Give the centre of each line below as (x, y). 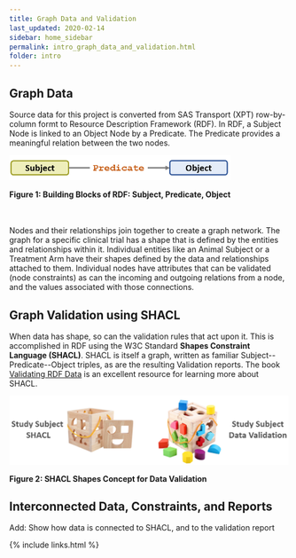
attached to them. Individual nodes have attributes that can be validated (140, 268)
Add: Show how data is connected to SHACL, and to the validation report (142, 528)
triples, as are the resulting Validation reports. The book (179, 365)
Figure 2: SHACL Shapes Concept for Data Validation (108, 478)
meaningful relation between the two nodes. (90, 143)
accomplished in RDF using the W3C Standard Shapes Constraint (130, 346)
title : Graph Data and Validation (73, 19)
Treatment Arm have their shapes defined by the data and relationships (139, 259)
